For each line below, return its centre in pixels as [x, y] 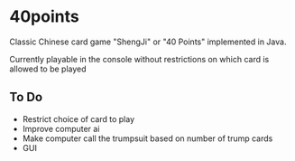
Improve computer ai [61, 128]
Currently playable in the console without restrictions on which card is [139, 59]
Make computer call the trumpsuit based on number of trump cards [147, 138]
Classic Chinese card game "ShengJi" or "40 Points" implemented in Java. [148, 42]
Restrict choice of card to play [78, 118]
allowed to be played [48, 69]
